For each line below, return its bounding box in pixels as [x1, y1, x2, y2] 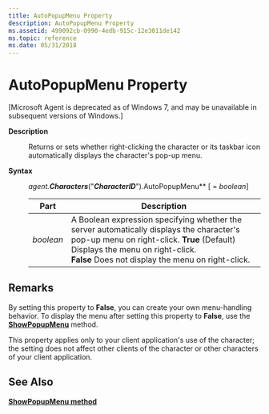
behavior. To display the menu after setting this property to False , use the [8, 311, 251, 320]
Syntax [8, 166, 33, 176]
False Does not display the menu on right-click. [70, 254, 251, 265]
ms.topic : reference [8, 34, 78, 42]
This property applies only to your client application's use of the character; [8, 335, 255, 344]
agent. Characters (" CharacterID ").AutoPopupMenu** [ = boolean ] [28, 182, 249, 191]
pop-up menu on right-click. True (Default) [70, 234, 236, 245]
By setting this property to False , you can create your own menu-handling [8, 302, 252, 312]
